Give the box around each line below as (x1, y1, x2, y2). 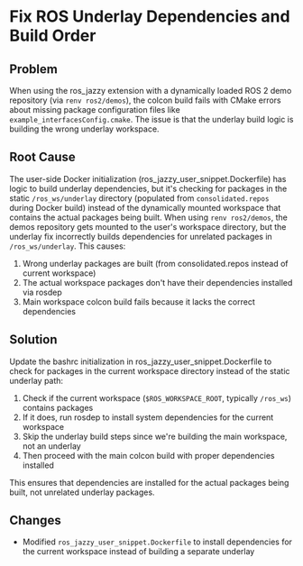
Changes (9, 513, 61, 528)
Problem (9, 61, 59, 77)
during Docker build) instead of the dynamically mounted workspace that (9, 202, 281, 213)
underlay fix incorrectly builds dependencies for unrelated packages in (9, 231, 272, 242)
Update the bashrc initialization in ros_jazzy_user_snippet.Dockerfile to (9, 356, 272, 367)
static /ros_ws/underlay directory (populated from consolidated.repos (9, 192, 270, 204)
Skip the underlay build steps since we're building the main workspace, (22, 431, 288, 442)
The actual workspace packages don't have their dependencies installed (22, 277, 293, 288)
